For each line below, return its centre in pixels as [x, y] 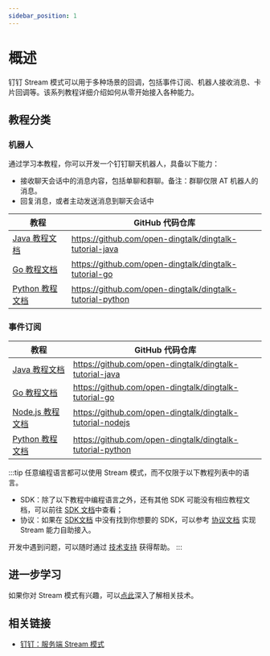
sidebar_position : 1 [43, 16]
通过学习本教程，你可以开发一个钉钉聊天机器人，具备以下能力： [114, 164]
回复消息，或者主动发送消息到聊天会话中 [87, 201]
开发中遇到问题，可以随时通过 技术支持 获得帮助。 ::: [95, 547]
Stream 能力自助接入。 [57, 530]
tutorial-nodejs [101, 422]
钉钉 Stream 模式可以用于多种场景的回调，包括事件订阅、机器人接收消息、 [131, 82]
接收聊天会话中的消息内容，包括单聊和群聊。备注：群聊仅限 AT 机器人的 [139, 181]
